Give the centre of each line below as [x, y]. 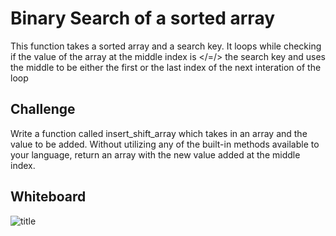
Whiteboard [48, 197]
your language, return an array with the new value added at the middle [155, 154]
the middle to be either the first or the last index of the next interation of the [166, 67]
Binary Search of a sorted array [143, 18]
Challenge [43, 109]
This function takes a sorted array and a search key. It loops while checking [166, 46]
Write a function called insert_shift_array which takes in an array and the [159, 133]
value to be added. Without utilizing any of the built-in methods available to [165, 144]
